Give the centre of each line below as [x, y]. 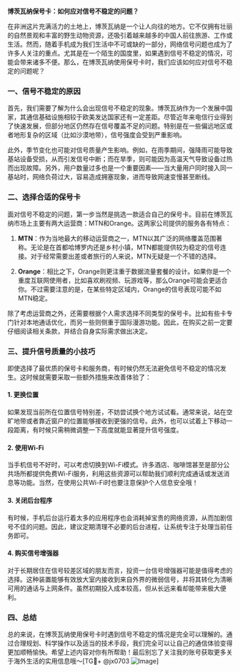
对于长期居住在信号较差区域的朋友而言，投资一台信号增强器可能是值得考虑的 [120, 570]
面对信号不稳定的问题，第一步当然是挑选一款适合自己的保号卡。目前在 [111, 214]
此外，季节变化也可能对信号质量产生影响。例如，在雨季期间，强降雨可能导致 [120, 150]
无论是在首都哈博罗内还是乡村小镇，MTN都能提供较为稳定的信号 [125, 247]
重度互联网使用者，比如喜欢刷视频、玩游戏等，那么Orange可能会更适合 [122, 280]
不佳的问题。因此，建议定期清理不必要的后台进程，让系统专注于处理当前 [120, 526]
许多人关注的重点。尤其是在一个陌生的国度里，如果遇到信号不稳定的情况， [117, 53]
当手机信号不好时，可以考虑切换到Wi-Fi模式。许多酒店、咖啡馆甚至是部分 [115, 465]
